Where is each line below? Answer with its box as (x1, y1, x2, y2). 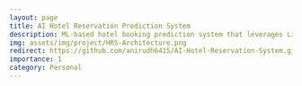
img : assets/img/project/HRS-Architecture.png (9, 38, 187, 47)
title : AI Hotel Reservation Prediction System (9, 21, 191, 30)
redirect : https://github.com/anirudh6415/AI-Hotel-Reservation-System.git (9, 47, 299, 56)
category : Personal (9, 64, 83, 73)
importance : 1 (9, 55, 63, 64)
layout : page (9, 13, 58, 22)
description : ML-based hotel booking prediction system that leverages (9, 30, 283, 39)
